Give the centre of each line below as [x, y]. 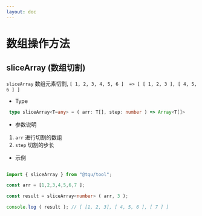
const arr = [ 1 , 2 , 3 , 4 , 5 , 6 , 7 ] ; [46, 185]
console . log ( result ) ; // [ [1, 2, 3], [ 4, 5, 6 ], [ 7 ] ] [88, 207]
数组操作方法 [38, 44]
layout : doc [21, 12]
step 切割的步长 [34, 145]
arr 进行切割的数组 [38, 137]
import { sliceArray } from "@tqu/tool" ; [59, 174]
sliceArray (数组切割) [46, 68]
